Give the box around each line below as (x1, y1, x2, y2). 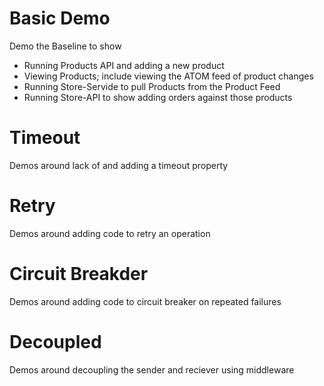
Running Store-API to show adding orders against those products (23, 91, 293, 103)
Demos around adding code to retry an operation (9, 227, 211, 239)
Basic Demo (9, 7, 111, 30)
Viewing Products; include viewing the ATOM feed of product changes (23, 70, 314, 82)
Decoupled (9, 330, 102, 353)
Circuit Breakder (9, 263, 149, 285)
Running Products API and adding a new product (23, 59, 225, 71)
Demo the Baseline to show (9, 40, 122, 52)
